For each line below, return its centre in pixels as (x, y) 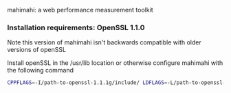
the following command (41, 70)
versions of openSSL (37, 50)
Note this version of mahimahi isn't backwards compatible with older (104, 42)
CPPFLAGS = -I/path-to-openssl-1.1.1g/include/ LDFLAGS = (87, 83)
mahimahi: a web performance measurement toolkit (80, 10)
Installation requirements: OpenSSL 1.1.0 (76, 27)
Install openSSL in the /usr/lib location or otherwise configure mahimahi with (115, 63)
